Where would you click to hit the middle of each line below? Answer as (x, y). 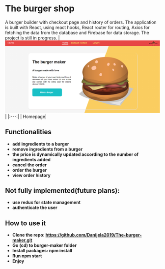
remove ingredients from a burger (47, 149)
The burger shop (40, 9)
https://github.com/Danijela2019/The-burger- (94, 235)
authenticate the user (35, 208)
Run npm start (27, 256)
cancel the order (29, 165)
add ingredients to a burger (41, 144)
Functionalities (28, 132)
